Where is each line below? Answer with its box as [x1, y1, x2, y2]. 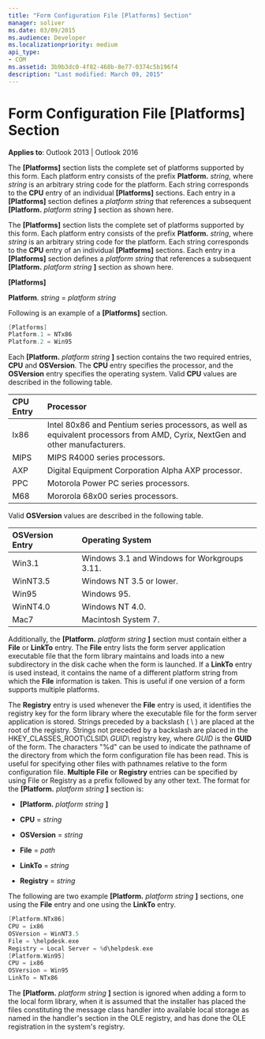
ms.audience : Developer [8, 33, 87, 42]
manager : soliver [8, 19, 65, 27]
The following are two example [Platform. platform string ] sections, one [8, 891, 244, 901]
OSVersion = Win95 [8, 966, 69, 975]
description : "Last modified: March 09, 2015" [8, 70, 164, 78]
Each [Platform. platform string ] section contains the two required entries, [8, 353, 252, 362]
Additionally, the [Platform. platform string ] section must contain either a [8, 634, 247, 644]
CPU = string [19, 815, 62, 825]
